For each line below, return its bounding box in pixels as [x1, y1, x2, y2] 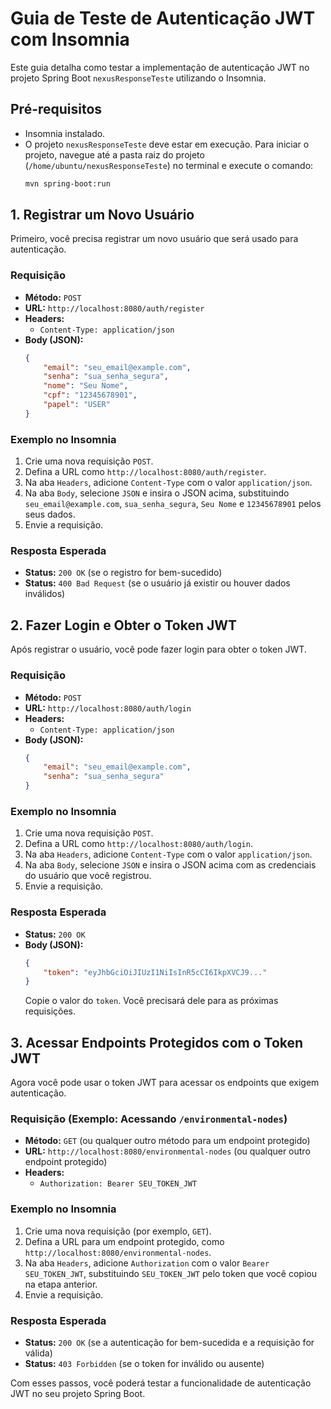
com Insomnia [10, 28, 130, 51]
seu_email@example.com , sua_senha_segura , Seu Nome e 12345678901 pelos [24, 498, 322, 510]
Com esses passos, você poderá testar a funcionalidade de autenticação [10, 1377, 312, 1389]
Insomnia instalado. [24, 127, 106, 139]
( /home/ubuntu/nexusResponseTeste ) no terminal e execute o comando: [24, 159, 314, 171]
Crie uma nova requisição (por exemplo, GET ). [24, 1225, 212, 1237]
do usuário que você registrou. [24, 870, 152, 882]
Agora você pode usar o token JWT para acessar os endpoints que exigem [10, 1077, 320, 1089]
